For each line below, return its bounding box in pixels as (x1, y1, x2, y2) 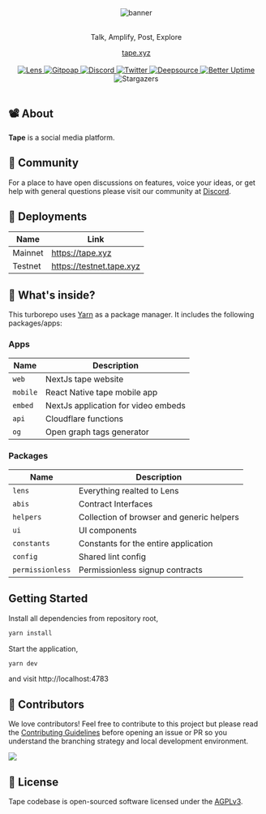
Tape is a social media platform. (8, 132, 115, 142)
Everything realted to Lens (78, 485, 179, 496)
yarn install (8, 629, 53, 637)
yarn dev (8, 659, 38, 668)
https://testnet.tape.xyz (51, 261, 140, 272)
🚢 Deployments (8, 210, 88, 224)
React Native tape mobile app (45, 386, 158, 398)
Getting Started (8, 592, 88, 605)
